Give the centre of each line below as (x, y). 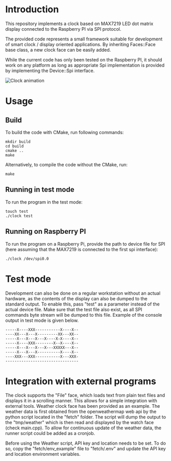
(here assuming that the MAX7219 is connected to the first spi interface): (82, 249)
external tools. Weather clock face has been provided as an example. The (83, 406)
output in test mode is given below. (42, 320)
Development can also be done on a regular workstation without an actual (83, 293)
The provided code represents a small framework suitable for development (84, 39)
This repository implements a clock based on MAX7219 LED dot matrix (79, 24)
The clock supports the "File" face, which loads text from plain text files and (85, 396)
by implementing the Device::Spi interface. (50, 71)
